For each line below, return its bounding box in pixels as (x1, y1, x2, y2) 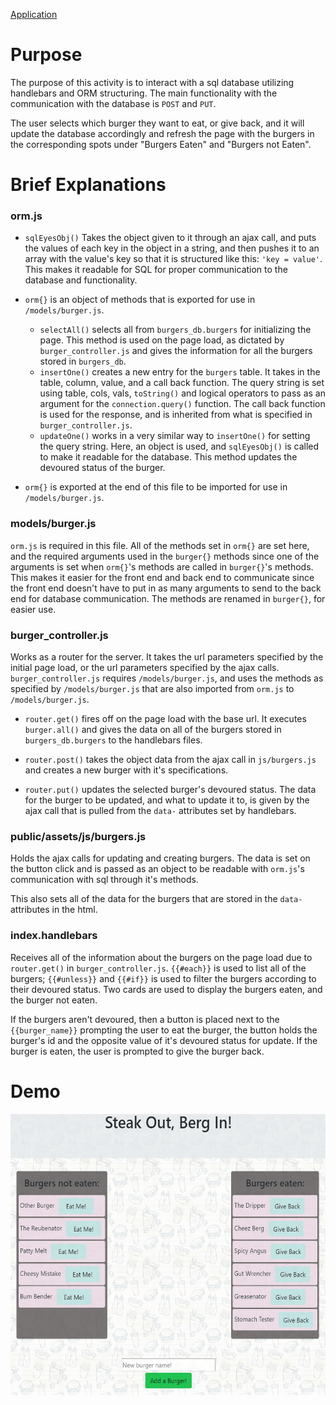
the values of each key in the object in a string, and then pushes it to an (24, 242, 320, 254)
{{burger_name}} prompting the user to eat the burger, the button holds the (10, 1024, 318, 1036)
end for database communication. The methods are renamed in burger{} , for (10, 592, 326, 604)
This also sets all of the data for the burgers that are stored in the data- (10, 893, 303, 905)
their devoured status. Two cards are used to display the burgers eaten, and (10, 983, 323, 995)
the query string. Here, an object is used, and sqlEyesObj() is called (39, 440, 320, 453)
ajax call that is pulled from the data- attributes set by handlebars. (24, 805, 297, 817)
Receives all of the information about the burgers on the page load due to (10, 951, 313, 963)
